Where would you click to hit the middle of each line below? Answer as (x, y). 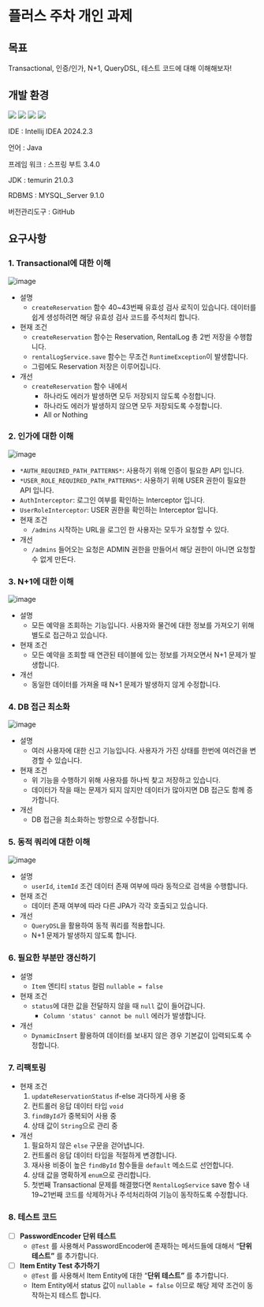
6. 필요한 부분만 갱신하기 (52, 958)
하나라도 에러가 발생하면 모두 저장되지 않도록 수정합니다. (130, 396)
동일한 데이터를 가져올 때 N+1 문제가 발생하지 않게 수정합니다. (126, 685)
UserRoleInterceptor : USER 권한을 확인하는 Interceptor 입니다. (119, 510)
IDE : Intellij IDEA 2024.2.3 (50, 131)
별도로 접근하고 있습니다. (69, 635)
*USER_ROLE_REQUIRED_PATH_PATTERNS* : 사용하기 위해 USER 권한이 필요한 (133, 480)
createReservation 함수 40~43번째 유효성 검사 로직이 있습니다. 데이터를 (144, 307)
